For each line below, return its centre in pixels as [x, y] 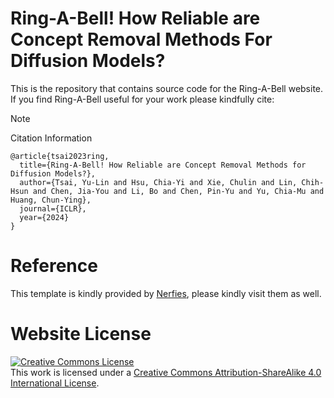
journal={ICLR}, [53, 208]
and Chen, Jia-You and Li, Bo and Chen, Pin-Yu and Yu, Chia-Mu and [178, 191]
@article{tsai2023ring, [60, 156]
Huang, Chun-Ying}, [51, 200]
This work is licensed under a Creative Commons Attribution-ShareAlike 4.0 [166, 372]
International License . [55, 383]
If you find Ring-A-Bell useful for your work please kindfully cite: [142, 99]
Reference [54, 266]
